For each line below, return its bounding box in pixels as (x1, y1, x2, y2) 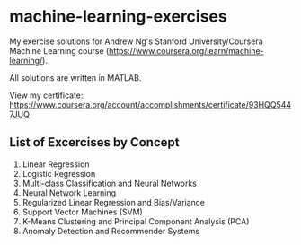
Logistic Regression (22, 168, 96, 179)
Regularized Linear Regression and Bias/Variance (22, 197, 205, 207)
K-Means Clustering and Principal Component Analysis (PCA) (22, 215, 250, 226)
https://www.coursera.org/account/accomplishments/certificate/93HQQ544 (9, 99, 292, 109)
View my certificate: (9, 90, 84, 101)
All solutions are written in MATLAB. (9, 72, 142, 83)
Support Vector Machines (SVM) (22, 206, 144, 217)
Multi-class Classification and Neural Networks (22, 178, 198, 188)
